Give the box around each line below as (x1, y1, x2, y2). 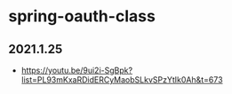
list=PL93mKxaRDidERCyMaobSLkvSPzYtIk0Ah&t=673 (20, 74, 223, 85)
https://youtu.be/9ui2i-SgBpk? (20, 65, 133, 75)
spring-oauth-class (8, 6, 156, 27)
